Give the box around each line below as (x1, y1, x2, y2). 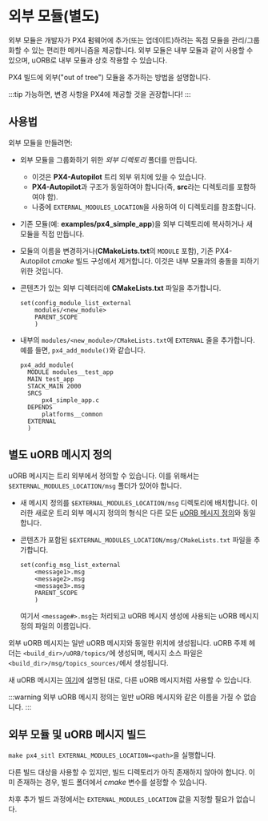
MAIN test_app (27, 375, 74, 383)
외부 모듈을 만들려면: (8, 138, 73, 147)
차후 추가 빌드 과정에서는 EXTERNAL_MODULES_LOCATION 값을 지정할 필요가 (8, 795, 234, 804)
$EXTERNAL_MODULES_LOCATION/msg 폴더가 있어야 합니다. (8, 481, 182, 490)
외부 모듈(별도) (8, 7, 100, 26)
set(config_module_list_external (19, 299, 132, 307)
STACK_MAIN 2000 (27, 382, 82, 390)
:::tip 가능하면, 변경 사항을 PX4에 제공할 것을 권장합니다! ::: (8, 89, 191, 99)
